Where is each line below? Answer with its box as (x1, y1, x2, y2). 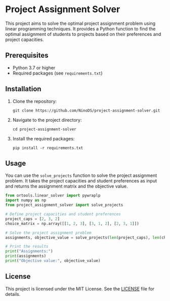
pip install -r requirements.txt (12, 145, 83, 150)
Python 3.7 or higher (12, 64, 56, 70)
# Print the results (5, 244, 49, 249)
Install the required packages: (12, 135, 75, 141)
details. (5, 291, 21, 297)
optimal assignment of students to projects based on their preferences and (5, 31, 161, 37)
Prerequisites (5, 51, 49, 60)
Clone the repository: (12, 98, 57, 104)
